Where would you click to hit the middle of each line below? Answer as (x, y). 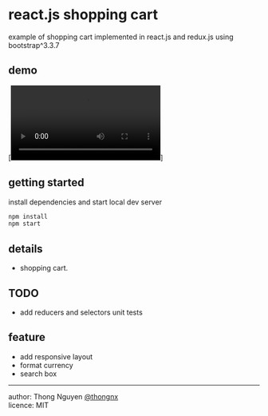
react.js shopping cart (83, 15)
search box (38, 374)
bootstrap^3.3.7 (34, 45)
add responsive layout (56, 356)
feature (27, 337)
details (26, 249)
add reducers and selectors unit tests (81, 312)
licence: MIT (29, 405)
